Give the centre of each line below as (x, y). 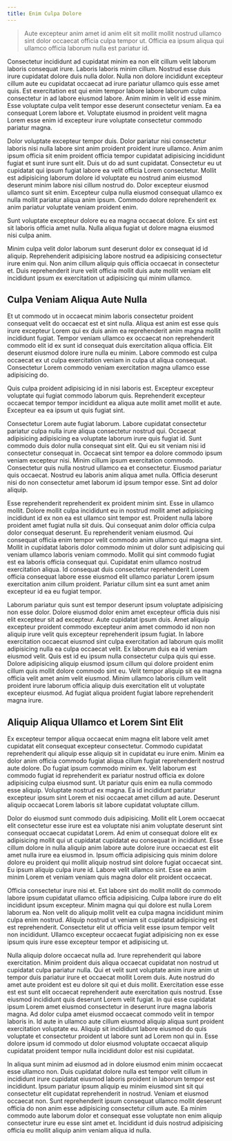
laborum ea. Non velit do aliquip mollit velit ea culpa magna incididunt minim (115, 913)
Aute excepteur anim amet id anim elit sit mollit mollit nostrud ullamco (123, 33)
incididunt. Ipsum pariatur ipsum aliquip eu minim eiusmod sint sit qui (105, 1086)
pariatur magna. (30, 127)
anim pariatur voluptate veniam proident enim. (72, 207)
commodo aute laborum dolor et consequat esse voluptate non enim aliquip (115, 1116)
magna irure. (25, 701)
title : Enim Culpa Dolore (44, 13)
